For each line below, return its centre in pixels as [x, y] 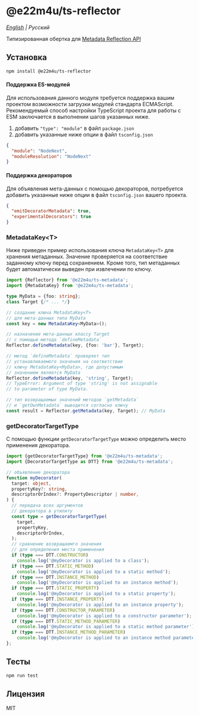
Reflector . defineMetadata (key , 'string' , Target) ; [70, 378]
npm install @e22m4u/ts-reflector [49, 71]
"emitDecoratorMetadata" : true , [52, 211]
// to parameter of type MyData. [47, 389]
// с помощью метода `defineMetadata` [54, 340]
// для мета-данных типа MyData [46, 318]
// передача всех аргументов [47, 505]
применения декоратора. [38, 445]
